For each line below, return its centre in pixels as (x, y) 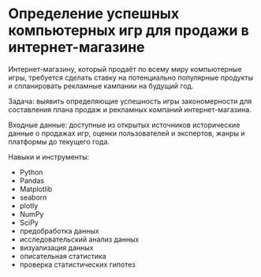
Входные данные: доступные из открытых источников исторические (124, 125)
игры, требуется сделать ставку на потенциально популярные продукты (131, 77)
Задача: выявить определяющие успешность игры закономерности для (130, 101)
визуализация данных (56, 247)
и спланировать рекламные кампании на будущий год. (101, 86)
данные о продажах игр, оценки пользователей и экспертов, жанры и (127, 133)
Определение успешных (94, 14)
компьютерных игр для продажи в (129, 30)
